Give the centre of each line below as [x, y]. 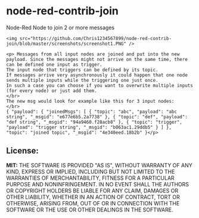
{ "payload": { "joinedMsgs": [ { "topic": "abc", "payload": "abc [92, 112]
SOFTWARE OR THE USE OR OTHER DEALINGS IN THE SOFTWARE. [90, 210]
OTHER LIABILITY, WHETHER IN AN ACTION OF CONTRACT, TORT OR [93, 197]
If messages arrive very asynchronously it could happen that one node [97, 75]
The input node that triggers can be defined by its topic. [83, 70]
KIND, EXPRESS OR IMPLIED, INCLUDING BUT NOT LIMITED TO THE [91, 171]
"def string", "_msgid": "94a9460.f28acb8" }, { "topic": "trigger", [94, 122]
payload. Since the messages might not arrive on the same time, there [97, 59]
